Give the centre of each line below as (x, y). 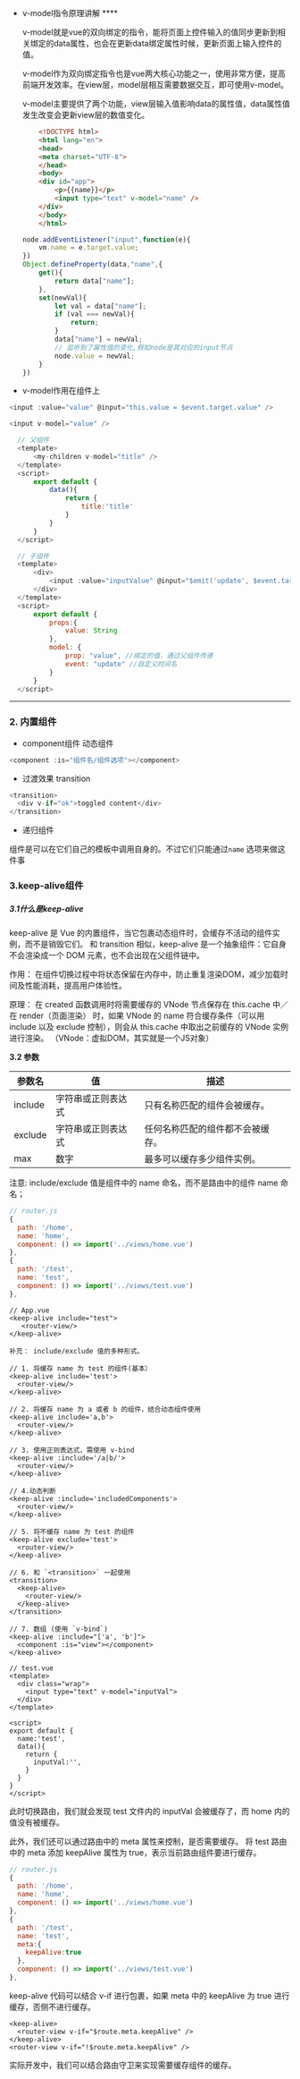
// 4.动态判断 (33, 1491)
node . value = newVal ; (95, 356)
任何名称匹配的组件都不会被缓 (207, 1129)
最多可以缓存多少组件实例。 (202, 1159)
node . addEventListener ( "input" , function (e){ (106, 240)
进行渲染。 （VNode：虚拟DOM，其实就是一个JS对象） (112, 1038)
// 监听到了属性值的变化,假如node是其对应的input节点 (144, 347)
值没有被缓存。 (37, 1822)
